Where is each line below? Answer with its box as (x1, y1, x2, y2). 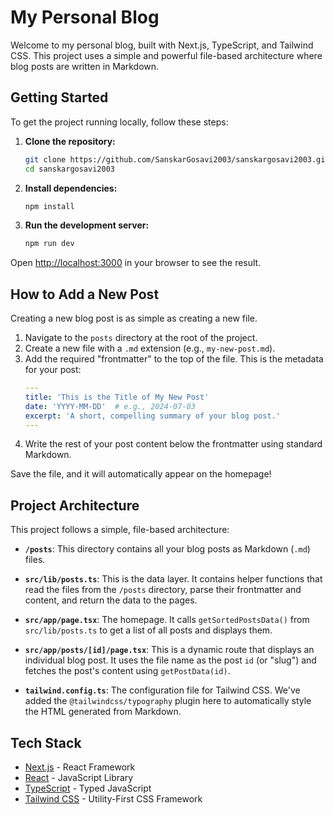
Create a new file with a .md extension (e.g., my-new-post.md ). (24, 342, 276, 355)
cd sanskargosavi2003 (24, 164, 115, 174)
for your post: (24, 364, 82, 376)
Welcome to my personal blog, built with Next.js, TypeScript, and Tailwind (10, 39, 314, 51)
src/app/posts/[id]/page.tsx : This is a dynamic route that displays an (24, 644, 315, 656)
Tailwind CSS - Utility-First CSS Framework (24, 793, 203, 805)
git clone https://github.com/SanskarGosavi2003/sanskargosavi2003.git (24, 154, 330, 165)
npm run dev (24, 239, 75, 249)
